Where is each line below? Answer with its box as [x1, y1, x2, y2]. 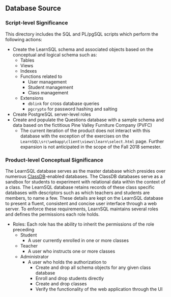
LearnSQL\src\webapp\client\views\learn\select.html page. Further [20, 138, 164, 144]
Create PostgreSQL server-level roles [12, 111, 91, 117]
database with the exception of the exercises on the [20, 132, 129, 139]
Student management [27, 84, 74, 90]
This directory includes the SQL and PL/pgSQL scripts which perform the [5, 31, 159, 37]
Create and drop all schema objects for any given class [35, 264, 151, 271]
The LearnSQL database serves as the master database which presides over [5, 168, 166, 174]
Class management [27, 89, 69, 96]
